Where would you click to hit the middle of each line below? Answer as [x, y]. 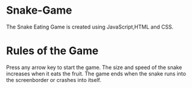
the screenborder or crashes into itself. [54, 80]
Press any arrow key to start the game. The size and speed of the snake [94, 67]
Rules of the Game [52, 51]
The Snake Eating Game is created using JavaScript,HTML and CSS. [90, 27]
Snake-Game [39, 10]
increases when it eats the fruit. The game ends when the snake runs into [96, 73]
